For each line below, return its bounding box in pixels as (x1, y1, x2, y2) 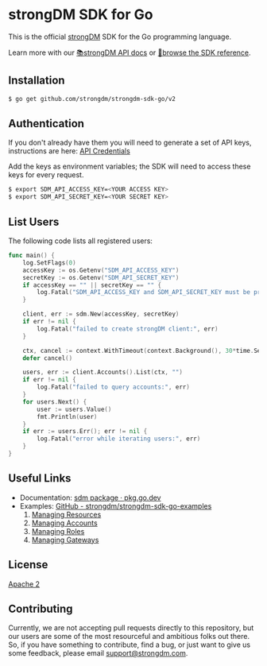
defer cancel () (22, 354, 73, 362)
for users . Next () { (22, 397, 87, 406)
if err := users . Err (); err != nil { (22, 428, 148, 436)
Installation (8, 74, 65, 87)
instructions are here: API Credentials (8, 146, 131, 156)
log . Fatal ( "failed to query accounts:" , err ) (37, 383, 191, 391)
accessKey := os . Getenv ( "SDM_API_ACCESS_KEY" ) (22, 266, 180, 274)
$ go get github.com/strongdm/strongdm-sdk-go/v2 (8, 95, 176, 103)
